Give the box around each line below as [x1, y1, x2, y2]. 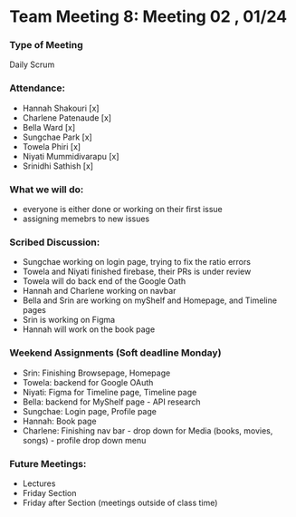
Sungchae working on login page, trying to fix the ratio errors [22, 257, 252, 268]
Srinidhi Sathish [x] [22, 161, 93, 171]
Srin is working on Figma [22, 315, 116, 326]
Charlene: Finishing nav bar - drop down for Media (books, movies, [22, 424, 273, 436]
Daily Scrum [9, 59, 55, 70]
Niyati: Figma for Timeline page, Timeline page [22, 386, 197, 397]
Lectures [22, 478, 56, 489]
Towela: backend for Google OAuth [22, 376, 154, 387]
